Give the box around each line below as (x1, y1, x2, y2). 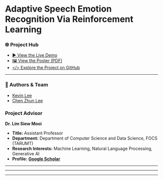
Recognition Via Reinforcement (5, 14, 133, 25)
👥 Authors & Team (5, 82, 49, 88)
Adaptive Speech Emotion (5, 3, 112, 15)
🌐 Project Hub (5, 41, 39, 48)
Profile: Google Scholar (12, 156, 61, 162)
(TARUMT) (12, 141, 33, 147)
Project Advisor (5, 110, 43, 116)
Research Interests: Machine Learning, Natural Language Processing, (12, 146, 153, 151)
